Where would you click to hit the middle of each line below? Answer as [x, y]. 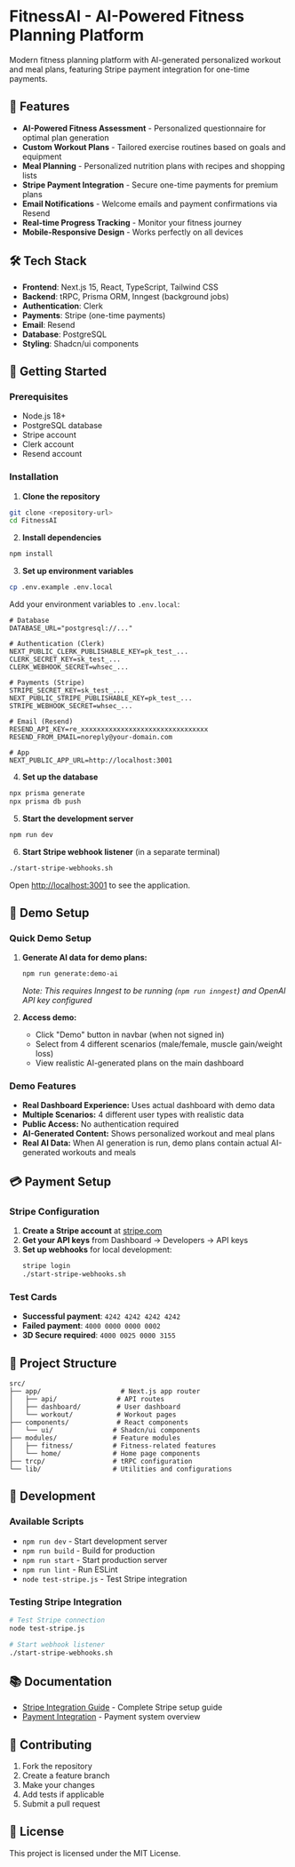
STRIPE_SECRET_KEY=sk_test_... [67, 690]
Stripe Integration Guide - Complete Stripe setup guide [122, 1707]
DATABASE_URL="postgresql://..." [71, 628]
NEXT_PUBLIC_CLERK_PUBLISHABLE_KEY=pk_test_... [99, 652]
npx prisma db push [45, 802]
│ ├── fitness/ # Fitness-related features [113, 1446]
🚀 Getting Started [58, 371]
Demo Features [43, 1086]
